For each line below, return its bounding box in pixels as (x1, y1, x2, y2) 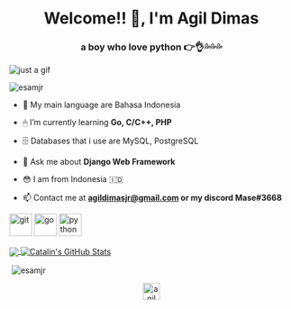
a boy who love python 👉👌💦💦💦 (80, 41, 223, 53)
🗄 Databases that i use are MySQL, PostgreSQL (22, 135, 199, 147)
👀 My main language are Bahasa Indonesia (22, 99, 181, 111)
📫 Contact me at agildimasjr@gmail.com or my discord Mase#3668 (22, 193, 282, 204)
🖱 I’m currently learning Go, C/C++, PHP (22, 117, 172, 128)
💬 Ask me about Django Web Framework (22, 157, 176, 168)
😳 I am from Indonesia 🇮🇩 (22, 174, 123, 185)
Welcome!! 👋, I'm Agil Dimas (43, 8, 259, 29)
